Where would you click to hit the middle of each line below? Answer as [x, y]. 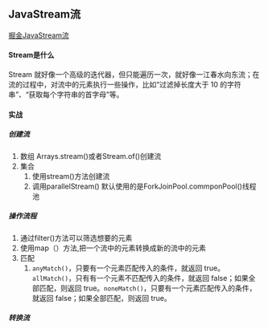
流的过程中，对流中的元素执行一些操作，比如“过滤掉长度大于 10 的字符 [125, 85]
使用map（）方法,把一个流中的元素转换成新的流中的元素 [113, 248]
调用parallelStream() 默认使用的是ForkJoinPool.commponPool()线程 [144, 186]
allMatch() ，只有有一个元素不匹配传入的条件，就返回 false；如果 [140, 278]
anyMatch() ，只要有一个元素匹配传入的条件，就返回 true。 [128, 268]
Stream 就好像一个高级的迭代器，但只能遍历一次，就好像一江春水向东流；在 [134, 75]
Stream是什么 [31, 55]
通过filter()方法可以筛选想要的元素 [76, 238]
